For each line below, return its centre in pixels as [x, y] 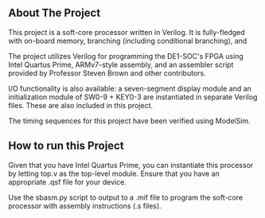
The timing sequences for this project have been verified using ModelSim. [129, 121]
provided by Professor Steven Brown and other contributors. [107, 73]
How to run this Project [66, 146]
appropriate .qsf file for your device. [68, 181]
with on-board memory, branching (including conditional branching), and [128, 41]
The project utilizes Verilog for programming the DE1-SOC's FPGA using [126, 56]
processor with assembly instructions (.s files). [85, 205]
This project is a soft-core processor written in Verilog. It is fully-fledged [127, 32]
